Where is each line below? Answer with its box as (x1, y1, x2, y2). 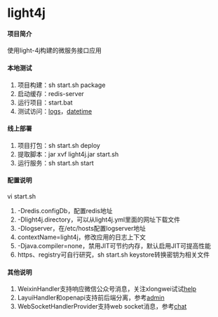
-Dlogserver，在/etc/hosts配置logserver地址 (17, 224, 146, 232)
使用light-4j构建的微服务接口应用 (7, 46, 102, 55)
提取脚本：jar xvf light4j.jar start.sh (17, 149, 119, 158)
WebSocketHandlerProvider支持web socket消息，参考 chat (17, 302, 187, 311)
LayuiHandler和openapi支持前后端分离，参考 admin (17, 293, 165, 302)
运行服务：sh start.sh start (17, 158, 94, 167)
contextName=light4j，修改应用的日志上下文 (17, 233, 146, 241)
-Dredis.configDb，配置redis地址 (17, 207, 113, 215)
